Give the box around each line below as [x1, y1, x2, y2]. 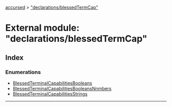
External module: [5, 22, 80, 34]
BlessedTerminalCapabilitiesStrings [12, 91, 88, 97]
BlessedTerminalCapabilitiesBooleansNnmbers [12, 85, 112, 91]
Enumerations [5, 68, 41, 75]
